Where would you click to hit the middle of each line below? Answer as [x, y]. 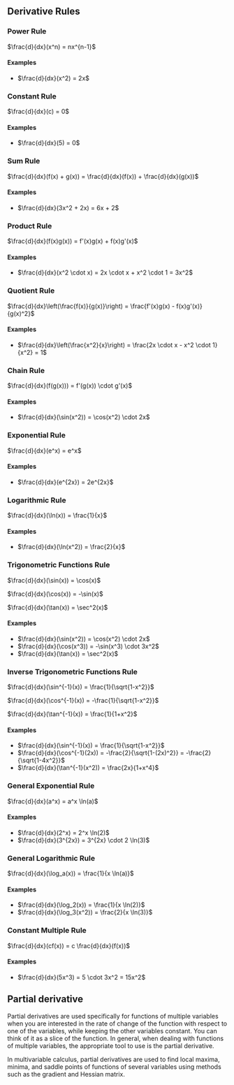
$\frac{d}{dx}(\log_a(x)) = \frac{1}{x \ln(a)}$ [71, 873]
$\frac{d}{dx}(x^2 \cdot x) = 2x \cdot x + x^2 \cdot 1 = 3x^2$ [105, 272]
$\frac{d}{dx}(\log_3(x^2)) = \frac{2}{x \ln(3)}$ [85, 912]
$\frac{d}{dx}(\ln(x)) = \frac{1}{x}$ [57, 516]
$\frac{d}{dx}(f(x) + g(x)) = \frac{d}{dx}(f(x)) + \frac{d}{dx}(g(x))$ [103, 176]
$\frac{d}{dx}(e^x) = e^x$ [44, 451]
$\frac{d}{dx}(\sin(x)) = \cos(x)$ [54, 580]
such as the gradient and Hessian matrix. [66, 1074]
